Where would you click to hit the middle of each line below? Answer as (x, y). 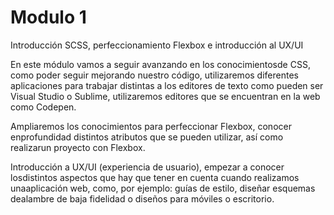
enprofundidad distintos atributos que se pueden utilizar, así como (147, 137)
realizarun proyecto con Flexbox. (78, 147)
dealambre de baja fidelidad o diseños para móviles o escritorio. (142, 198)
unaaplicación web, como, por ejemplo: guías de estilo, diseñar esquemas (163, 188)
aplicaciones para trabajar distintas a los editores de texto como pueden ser (167, 85)
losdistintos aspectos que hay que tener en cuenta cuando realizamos (155, 177)
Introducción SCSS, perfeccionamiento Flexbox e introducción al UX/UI (157, 45)
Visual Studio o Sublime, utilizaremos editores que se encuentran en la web (165, 96)
